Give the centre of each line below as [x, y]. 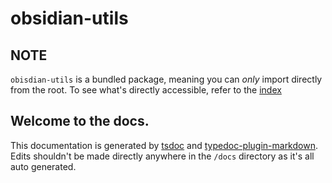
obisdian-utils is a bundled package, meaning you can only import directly [166, 79]
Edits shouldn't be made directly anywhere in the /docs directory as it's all [162, 156]
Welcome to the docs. [80, 121]
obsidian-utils [69, 18]
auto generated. [43, 166]
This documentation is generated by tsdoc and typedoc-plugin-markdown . [164, 145]
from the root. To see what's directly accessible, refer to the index [146, 90]
